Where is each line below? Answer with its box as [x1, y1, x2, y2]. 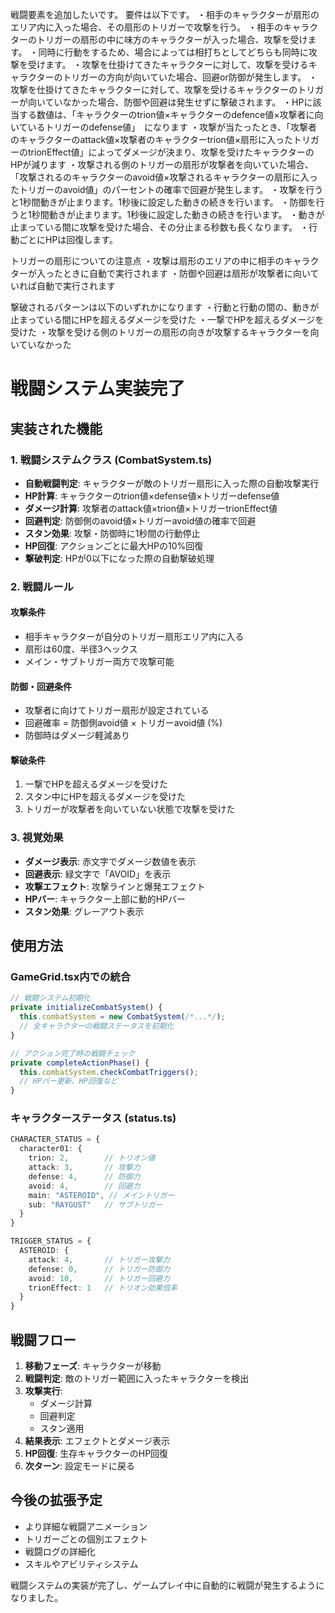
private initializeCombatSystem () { [10, 1003, 163, 1013]
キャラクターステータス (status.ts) [10, 1111, 177, 1125]
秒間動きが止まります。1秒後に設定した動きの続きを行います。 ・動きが [31, 209, 325, 220]
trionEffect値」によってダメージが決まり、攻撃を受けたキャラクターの [27, 146, 315, 158]
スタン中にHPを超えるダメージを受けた [24, 791, 187, 803]
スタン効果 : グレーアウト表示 [24, 905, 145, 917]
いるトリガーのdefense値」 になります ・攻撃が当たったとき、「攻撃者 [27, 121, 318, 133]
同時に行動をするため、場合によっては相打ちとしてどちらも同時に [38, 46, 309, 58]
